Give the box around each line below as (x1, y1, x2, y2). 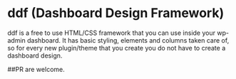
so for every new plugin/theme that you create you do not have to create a (7, 43, 226, 52)
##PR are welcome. (7, 65, 66, 73)
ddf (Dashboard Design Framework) (7, 5, 225, 21)
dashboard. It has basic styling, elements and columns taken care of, (27, 36, 230, 44)
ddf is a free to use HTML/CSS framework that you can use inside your (7, 28, 216, 37)
